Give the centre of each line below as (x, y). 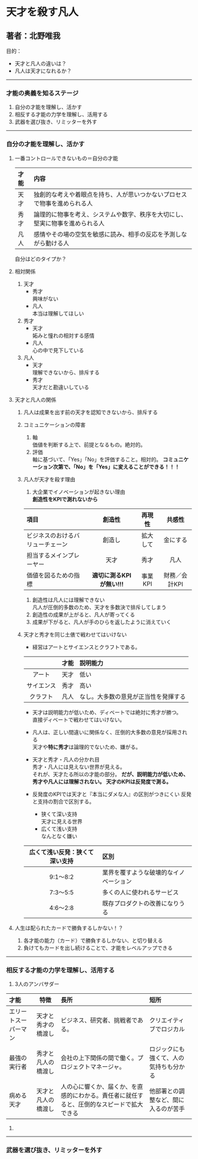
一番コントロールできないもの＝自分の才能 (66, 158)
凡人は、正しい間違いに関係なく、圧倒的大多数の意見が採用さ (107, 732)
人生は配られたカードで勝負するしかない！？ (69, 928)
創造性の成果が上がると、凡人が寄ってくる (84, 615)
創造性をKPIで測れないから (65, 499)
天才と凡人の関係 (35, 399)
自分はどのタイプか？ (40, 259)
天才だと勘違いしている (61, 387)
